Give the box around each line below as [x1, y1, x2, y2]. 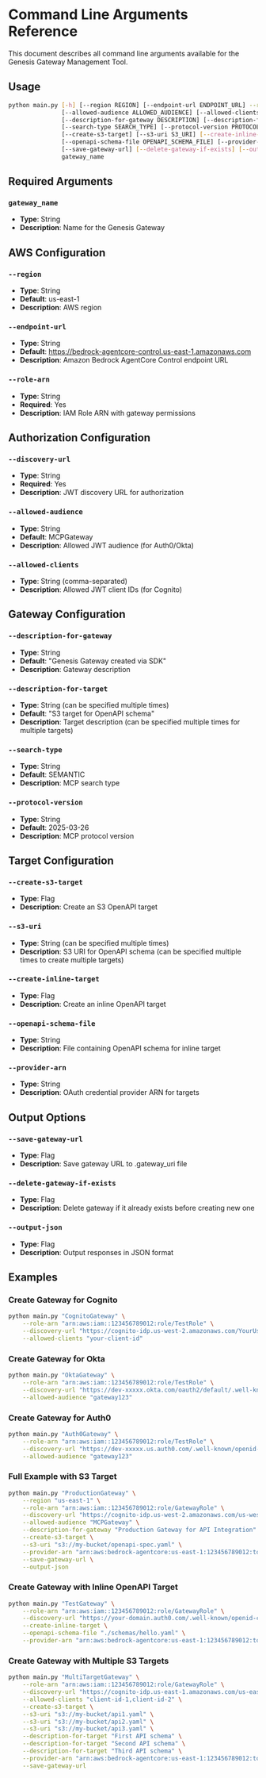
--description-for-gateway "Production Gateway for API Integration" [22, 1526, 257, 1534]
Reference [8, 22, 78, 40]
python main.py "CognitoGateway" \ [8, 1312, 126, 1320]
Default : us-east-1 [19, 294, 80, 304]
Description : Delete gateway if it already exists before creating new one [19, 1204, 255, 1213]
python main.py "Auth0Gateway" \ [8, 1430, 119, 1438]
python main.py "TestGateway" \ [8, 1599, 115, 1607]
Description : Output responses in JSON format [19, 1247, 174, 1257]
